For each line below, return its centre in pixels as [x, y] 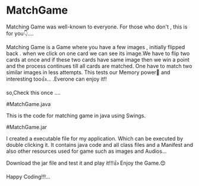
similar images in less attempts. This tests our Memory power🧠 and [88, 72]
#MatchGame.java [29, 104]
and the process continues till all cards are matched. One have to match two [99, 66]
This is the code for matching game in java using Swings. [76, 116]
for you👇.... [20, 33]
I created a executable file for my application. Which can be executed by [95, 138]
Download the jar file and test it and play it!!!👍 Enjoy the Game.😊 [86, 163]
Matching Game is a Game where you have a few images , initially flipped [96, 47]
